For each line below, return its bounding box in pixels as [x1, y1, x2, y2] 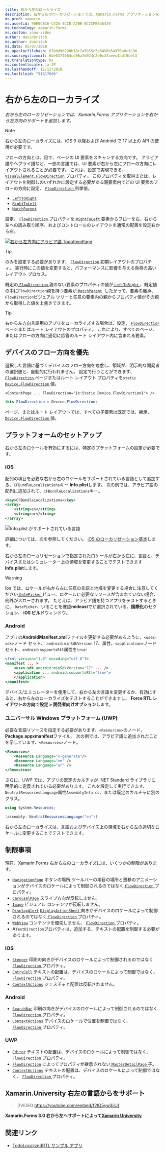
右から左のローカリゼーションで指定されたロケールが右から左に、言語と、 [5, 552, 156, 558]
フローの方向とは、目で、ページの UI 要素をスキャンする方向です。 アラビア [5, 154, 159, 160]
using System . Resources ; [5, 806, 56, 810]
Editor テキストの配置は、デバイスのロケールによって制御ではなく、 [12, 1048, 151, 1054]
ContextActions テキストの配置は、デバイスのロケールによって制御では [12, 1067, 156, 1073]
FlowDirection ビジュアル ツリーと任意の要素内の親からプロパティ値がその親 [5, 294, 159, 300]
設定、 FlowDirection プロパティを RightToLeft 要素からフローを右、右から [5, 216, 157, 222]
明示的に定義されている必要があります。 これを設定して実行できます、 [5, 783, 147, 789]
